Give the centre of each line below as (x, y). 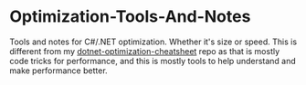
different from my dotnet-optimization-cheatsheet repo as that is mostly (145, 51)
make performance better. (58, 71)
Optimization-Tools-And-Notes (130, 17)
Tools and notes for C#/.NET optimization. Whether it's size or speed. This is (153, 42)
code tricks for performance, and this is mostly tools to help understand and (153, 61)
